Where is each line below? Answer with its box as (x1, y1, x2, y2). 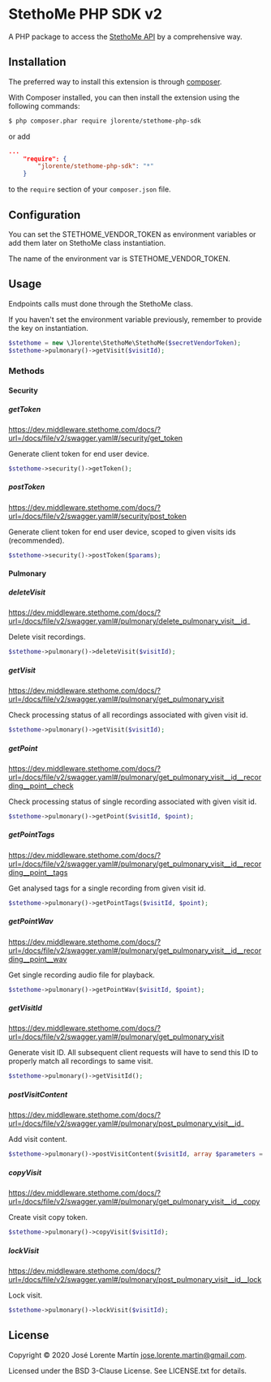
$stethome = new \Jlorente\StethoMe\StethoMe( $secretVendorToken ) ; (8, 338, 242, 347)
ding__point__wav (8, 954, 67, 964)
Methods (8, 366, 45, 377)
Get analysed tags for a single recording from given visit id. (8, 883, 206, 893)
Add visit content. (8, 1135, 67, 1144)
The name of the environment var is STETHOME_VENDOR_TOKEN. (8, 253, 230, 264)
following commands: (8, 101, 80, 110)
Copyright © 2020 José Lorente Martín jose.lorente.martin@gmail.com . (8, 1350, 247, 1359)
